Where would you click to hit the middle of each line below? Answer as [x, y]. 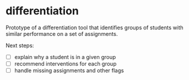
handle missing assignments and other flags [69, 70]
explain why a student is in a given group [65, 57]
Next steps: [20, 45]
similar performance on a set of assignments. [62, 33]
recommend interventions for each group [65, 64]
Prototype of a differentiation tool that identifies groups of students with [94, 27]
